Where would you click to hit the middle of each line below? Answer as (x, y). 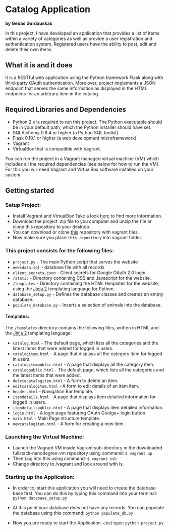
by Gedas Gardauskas (29, 23)
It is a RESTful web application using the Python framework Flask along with (84, 78)
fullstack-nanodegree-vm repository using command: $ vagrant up (82, 453)
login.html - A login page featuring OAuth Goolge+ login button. (79, 413)
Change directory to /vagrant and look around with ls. (68, 464)
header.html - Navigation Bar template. (53, 391)
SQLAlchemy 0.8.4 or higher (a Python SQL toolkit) (65, 132)
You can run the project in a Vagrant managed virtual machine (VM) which (82, 159)
